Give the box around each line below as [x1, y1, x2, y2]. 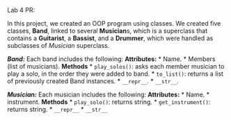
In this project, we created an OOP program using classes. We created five [7, 19, 221, 27]
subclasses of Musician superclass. [7, 42, 110, 49]
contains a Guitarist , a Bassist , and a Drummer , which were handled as [7, 34, 214, 42]
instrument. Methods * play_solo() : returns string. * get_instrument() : [7, 98, 211, 106]
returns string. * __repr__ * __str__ [7, 105, 108, 113]
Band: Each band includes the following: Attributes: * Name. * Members [7, 55, 216, 63]
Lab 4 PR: [7, 6, 35, 14]
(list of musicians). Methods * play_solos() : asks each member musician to [7, 62, 225, 70]
